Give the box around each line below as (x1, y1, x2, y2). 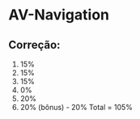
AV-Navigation (8, 6, 109, 24)
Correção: (8, 38, 61, 52)
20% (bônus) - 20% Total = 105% (19, 103, 134, 112)
